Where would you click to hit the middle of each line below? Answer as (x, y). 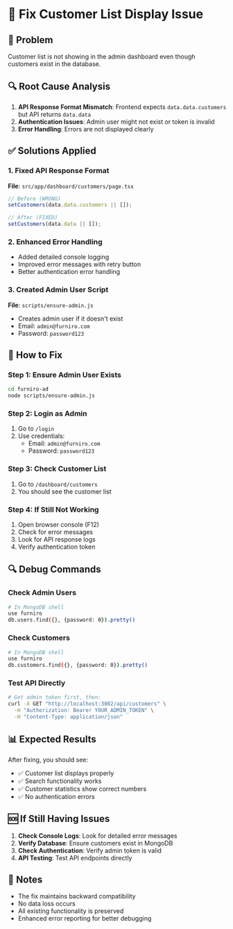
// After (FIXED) (33, 218)
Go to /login (36, 429)
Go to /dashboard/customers (58, 484)
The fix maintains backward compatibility (77, 896)
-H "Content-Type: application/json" (69, 717)
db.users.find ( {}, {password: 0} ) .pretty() (72, 620)
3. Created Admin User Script (58, 290)
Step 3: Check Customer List (57, 469)
